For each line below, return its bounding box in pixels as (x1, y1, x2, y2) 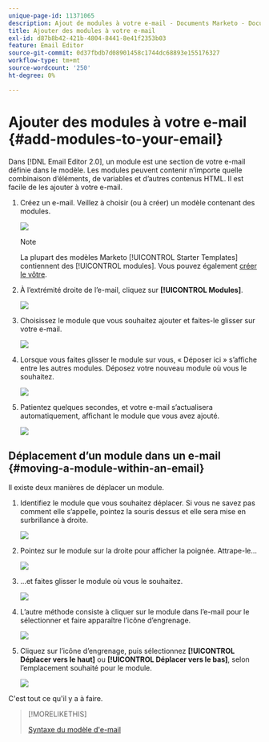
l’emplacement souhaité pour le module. (19, 663, 152, 673)
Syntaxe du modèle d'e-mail (27, 725, 122, 735)
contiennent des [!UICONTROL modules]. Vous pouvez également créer (19, 261, 258, 270)
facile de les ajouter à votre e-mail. (8, 182, 123, 192)
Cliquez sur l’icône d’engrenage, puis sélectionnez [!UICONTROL (19, 647, 235, 656)
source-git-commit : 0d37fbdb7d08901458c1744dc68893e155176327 (8, 49, 220, 57)
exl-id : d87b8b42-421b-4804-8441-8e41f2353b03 (8, 34, 167, 43)
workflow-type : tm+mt (8, 57, 81, 65)
